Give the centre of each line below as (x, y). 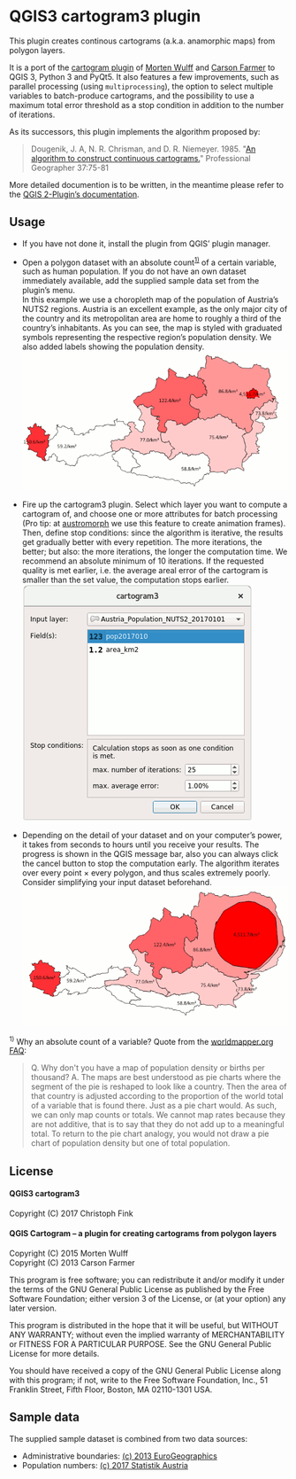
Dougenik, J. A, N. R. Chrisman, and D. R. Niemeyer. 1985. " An (143, 149)
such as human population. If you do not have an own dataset (134, 271)
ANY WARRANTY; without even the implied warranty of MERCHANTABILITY (147, 1335)
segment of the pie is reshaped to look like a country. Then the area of (159, 1086)
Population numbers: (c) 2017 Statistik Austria (105, 1465)
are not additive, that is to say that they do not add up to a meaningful (157, 1125)
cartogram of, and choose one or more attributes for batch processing (150, 514)
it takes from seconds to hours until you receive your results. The (140, 845)
